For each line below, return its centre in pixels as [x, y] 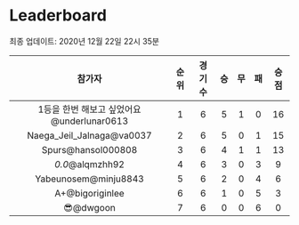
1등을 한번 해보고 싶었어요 [89, 109]
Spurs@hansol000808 [89, 149]
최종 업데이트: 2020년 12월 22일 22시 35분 [85, 41]
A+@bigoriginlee [89, 193]
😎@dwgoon [89, 207]
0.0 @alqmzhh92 [89, 164]
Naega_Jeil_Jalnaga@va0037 [90, 135]
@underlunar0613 [89, 121]
